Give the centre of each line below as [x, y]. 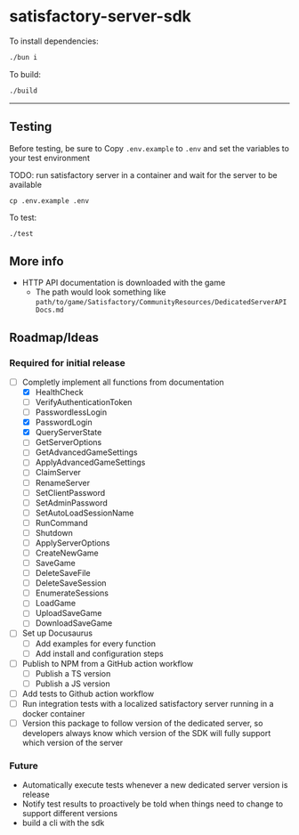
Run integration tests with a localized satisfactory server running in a [148, 703]
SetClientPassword [70, 492]
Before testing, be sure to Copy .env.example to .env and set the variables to [149, 148]
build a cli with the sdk [63, 823]
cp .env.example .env [49, 201]
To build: [25, 74]
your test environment [50, 158]
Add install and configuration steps [100, 653]
